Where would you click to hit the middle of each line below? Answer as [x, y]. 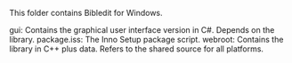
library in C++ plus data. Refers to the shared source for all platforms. [137, 49]
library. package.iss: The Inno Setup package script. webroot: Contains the [146, 39]
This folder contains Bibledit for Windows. [86, 13]
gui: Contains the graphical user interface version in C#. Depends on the [142, 30]
